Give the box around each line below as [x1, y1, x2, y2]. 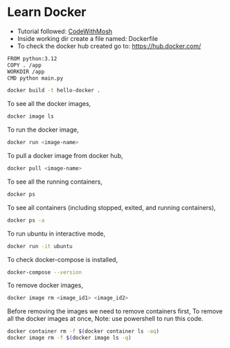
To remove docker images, [7, 281, 83, 290]
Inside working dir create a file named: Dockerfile [17, 34, 158, 42]
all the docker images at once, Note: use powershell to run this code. [7, 315, 204, 323]
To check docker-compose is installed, [7, 255, 118, 263]
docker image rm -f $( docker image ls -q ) [7, 334, 132, 342]
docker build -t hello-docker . [7, 87, 100, 94]
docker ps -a [7, 216, 45, 224]
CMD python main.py [7, 74, 64, 82]
